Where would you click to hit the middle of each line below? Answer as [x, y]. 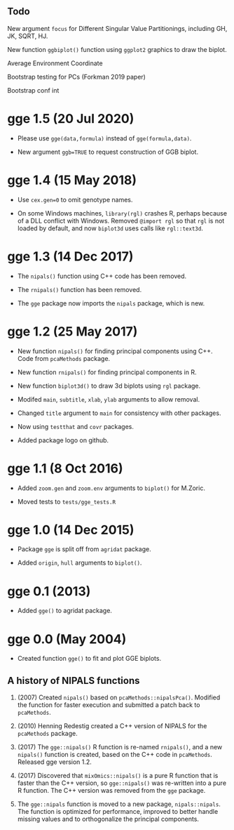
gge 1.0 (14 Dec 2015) [71, 530]
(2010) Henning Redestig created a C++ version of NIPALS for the [112, 726]
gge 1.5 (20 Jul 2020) [71, 119]
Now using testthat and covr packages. [76, 426]
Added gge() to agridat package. [64, 611]
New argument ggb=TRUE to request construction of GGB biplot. [108, 152]
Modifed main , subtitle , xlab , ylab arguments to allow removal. [109, 399]
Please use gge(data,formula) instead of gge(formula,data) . [104, 138]
